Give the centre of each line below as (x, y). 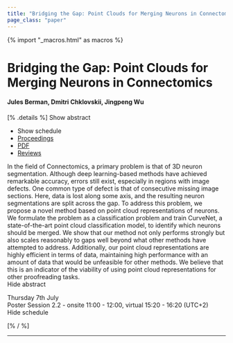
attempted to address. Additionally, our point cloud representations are (108, 247)
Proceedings (35, 138)
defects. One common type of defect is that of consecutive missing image (113, 188)
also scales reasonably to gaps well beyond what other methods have (107, 240)
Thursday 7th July (33, 297)
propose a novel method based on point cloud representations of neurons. (113, 210)
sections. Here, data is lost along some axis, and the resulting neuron (106, 195)
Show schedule (39, 131)
